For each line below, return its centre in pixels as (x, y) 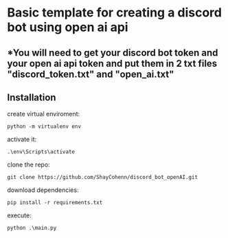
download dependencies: (43, 190)
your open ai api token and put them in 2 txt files (112, 63)
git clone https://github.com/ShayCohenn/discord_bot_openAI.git (102, 177)
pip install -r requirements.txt (55, 203)
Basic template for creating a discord (114, 13)
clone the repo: (28, 165)
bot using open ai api (68, 27)
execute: (20, 215)
